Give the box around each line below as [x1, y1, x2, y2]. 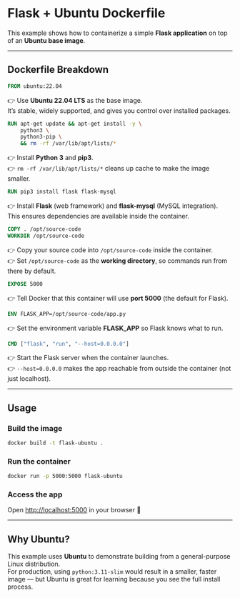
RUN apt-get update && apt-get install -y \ [7, 120, 142, 127]
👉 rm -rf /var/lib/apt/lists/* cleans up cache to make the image [7, 164, 210, 173]
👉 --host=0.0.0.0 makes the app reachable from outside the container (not [7, 364, 231, 373]
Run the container [7, 456, 71, 466]
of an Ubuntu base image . [7, 36, 86, 44]
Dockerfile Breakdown [7, 64, 109, 76]
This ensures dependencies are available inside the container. [7, 212, 189, 220]
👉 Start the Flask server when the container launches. [7, 354, 169, 362]
